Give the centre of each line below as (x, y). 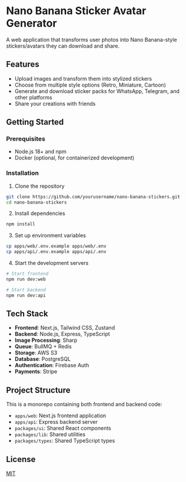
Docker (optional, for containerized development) (74, 158)
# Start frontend (27, 274)
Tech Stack (27, 314)
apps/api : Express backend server (56, 422)
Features (23, 64)
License (21, 459)
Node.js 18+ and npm (40, 152)
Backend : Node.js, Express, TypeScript (62, 334)
